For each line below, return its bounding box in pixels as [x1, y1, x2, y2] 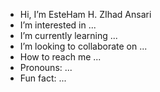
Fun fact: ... [19, 72, 67, 84]
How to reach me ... [19, 51, 102, 63]
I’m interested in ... [19, 19, 97, 31]
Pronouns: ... [19, 62, 73, 73]
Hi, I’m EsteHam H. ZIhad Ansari [19, 9, 152, 20]
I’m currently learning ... [19, 30, 118, 41]
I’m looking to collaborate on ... [19, 40, 148, 52]
